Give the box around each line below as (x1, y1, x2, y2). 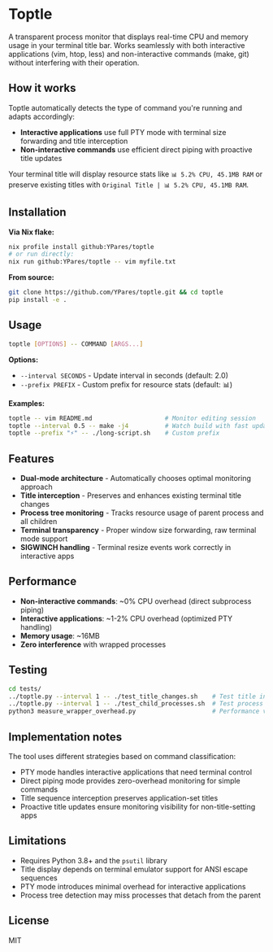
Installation (8, 205, 67, 220)
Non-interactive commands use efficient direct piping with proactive (19, 144, 253, 155)
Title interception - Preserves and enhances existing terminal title (19, 491, 242, 500)
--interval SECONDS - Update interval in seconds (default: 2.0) (19, 370, 229, 380)
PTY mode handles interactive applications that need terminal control (19, 767, 253, 777)
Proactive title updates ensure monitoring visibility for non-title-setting (19, 802, 256, 811)
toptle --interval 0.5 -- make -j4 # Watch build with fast (8, 421, 249, 430)
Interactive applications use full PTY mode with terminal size (19, 127, 227, 137)
